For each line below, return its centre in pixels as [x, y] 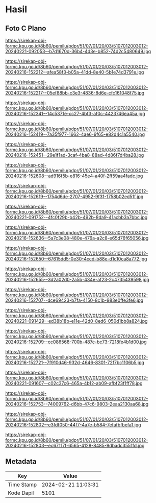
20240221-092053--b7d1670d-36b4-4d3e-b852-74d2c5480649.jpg [78, 51]
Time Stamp [22, 485]
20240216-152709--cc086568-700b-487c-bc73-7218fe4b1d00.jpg [76, 342]
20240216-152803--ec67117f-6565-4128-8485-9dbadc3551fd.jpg [75, 446]
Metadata [21, 461]
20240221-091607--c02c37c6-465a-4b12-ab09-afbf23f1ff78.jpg [74, 383]
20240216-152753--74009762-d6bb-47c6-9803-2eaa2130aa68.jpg [77, 404]
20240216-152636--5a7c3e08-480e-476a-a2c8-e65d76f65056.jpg [77, 238]
